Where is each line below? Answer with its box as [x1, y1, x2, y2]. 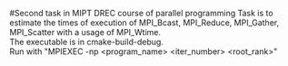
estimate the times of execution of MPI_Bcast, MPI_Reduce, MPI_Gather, [9, 17, 280, 28]
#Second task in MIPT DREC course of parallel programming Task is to [9, 8, 274, 18]
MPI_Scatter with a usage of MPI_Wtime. [9, 27, 162, 37]
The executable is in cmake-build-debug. [9, 36, 164, 47]
